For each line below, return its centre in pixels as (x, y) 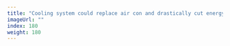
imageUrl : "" (26, 20)
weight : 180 (24, 32)
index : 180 (23, 26)
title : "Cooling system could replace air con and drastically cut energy (116, 13)
